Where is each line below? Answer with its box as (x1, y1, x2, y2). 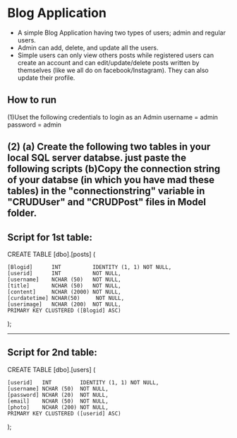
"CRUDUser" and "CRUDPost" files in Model (7, 196, 207, 208)
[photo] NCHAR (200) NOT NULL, (7, 403, 109, 411)
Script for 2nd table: (7, 347, 97, 359)
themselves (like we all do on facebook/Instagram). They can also (17, 66, 209, 74)
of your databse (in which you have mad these (7, 174, 215, 186)
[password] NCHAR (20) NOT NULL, (7, 391, 109, 398)
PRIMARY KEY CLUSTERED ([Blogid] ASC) (7, 306, 121, 314)
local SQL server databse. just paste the (7, 152, 187, 164)
